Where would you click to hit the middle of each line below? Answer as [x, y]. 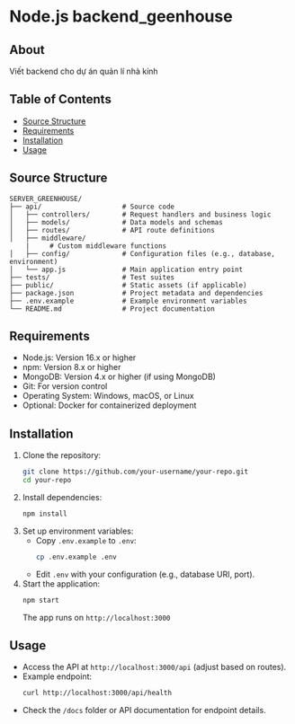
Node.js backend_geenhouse [121, 17]
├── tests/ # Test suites [92, 277]
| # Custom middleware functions [96, 246]
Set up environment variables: [78, 531]
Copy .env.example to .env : [86, 540]
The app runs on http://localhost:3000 [96, 617]
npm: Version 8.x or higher [72, 367]
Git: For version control [65, 386]
